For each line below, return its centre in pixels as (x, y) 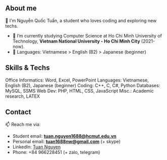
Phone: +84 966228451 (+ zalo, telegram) (56, 152)
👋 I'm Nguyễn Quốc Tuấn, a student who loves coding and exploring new (81, 20)
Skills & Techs (27, 68)
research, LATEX (23, 96)
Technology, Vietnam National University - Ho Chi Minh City (76, 41)
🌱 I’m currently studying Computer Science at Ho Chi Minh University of (87, 35)
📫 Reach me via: (23, 125)
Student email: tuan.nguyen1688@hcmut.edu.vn (65, 136)
